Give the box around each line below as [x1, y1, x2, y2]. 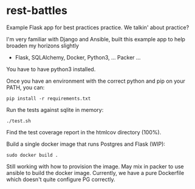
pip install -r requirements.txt [6, 95, 91, 101]
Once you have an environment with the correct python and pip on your [6, 77, 185, 84]
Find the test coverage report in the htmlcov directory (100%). [6, 128, 162, 136]
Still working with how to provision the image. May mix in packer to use [6, 162, 184, 170]
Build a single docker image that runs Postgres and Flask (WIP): [6, 140, 166, 148]
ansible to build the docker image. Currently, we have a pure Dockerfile [6, 169, 184, 176]
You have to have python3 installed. [6, 65, 96, 73]
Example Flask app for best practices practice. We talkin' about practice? [6, 24, 190, 31]
